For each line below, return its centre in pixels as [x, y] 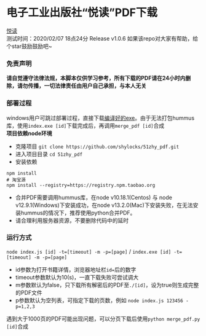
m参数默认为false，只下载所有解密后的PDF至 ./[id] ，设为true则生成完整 [107, 285]
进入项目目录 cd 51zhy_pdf [49, 154]
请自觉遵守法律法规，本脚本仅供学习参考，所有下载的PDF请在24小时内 [96, 78]
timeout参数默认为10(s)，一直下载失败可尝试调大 [77, 277]
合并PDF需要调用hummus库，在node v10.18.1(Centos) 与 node [93, 197]
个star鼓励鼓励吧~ [29, 46]
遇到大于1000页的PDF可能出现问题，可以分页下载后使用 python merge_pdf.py [103, 318]
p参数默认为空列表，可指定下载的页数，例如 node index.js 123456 [99, 300]
